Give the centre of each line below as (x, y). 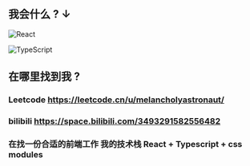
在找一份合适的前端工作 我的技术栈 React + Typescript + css (125, 144)
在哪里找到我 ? (44, 77)
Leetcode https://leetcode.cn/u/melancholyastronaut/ (116, 100)
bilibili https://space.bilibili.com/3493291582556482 (115, 121)
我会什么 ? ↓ (40, 14)
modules (26, 154)
